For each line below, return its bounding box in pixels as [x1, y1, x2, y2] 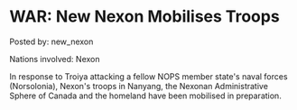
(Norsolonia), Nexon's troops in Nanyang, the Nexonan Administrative [9, 80, 269, 91]
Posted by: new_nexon [9, 36, 94, 47]
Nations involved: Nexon [9, 53, 100, 64]
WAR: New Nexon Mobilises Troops [9, 6, 280, 27]
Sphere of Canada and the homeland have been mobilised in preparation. [9, 90, 282, 101]
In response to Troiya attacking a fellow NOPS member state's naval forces [9, 70, 288, 82]
